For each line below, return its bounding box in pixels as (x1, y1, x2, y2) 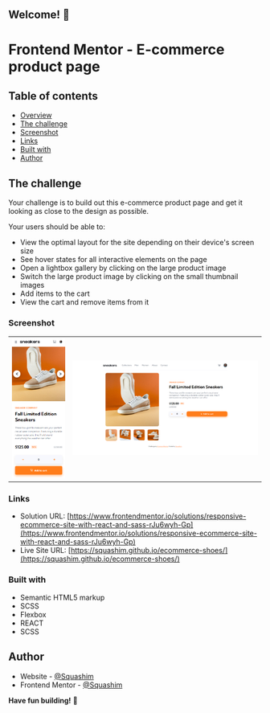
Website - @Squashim (19, 671, 94, 681)
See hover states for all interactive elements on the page (19, 255, 207, 264)
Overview (19, 110, 52, 121)
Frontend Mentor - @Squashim (19, 680, 123, 690)
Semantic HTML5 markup (19, 592, 105, 602)
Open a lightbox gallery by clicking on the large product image (19, 263, 227, 273)
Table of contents (8, 89, 98, 103)
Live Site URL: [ (19, 546, 72, 555)
